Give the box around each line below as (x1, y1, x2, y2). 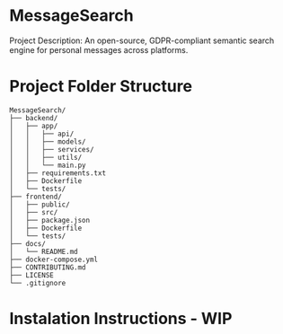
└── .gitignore (9, 278, 66, 287)
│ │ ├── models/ (9, 136, 87, 146)
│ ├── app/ (9, 121, 58, 130)
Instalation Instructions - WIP (9, 309, 233, 329)
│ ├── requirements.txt (9, 168, 106, 178)
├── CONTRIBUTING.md (9, 262, 87, 272)
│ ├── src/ (9, 207, 58, 216)
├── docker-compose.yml (9, 255, 99, 264)
